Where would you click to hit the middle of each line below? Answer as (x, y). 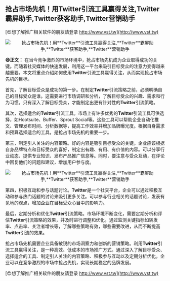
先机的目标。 (18, 79)
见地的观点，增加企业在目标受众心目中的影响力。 (56, 203)
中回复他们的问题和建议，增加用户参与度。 (50, 162)
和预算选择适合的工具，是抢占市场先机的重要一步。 (58, 132)
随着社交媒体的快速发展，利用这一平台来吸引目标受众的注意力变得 (87, 66)
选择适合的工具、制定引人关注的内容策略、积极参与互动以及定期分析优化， (83, 256)
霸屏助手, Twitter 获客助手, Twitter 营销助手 (70, 19)
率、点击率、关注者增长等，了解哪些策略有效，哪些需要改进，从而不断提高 (83, 226)
